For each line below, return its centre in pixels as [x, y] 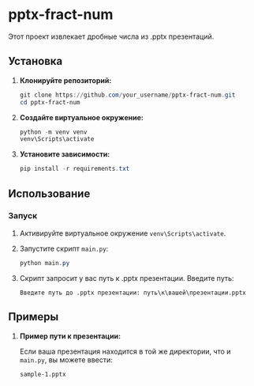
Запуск [23, 216]
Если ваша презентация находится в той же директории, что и [125, 351]
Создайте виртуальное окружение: [81, 117]
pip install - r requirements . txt [75, 169]
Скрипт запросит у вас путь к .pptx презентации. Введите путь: [127, 278]
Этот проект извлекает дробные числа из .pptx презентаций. [111, 36]
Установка [35, 61]
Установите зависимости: [65, 154]
